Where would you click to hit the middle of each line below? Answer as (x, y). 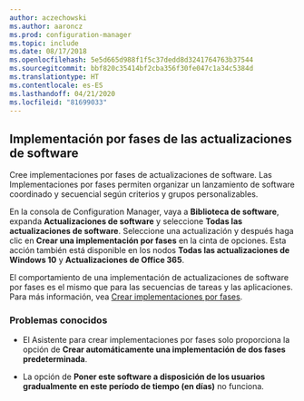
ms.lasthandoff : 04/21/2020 (63, 93)
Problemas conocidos (59, 320)
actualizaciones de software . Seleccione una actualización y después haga (152, 231)
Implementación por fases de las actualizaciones (151, 138)
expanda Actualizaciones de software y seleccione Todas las (126, 221)
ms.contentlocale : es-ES (56, 85)
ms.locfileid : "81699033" (58, 102)
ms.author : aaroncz (46, 26)
